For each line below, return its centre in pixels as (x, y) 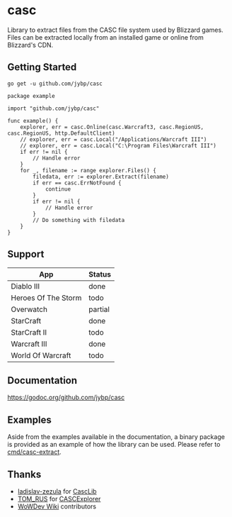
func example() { (33, 121)
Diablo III (25, 286)
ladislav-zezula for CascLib (57, 491)
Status (100, 274)
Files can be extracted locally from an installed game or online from (105, 37)
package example (31, 96)
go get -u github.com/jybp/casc (55, 84)
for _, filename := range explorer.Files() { (88, 170)
